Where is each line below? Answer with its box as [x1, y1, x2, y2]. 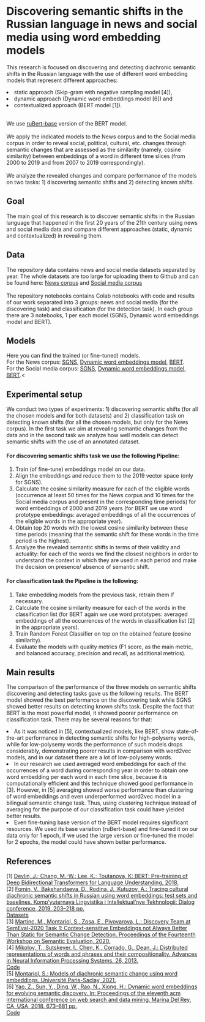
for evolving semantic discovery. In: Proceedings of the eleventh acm [6, 990, 181, 997]
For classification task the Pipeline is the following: [6, 577, 139, 584]
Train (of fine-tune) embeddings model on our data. [15, 465, 146, 473]
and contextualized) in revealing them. [6, 231, 103, 239]
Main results [6, 667, 55, 677]
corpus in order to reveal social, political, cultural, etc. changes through [6, 139, 187, 146]
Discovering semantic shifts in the [6, 4, 184, 18]
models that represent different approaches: [6, 77, 118, 84]
